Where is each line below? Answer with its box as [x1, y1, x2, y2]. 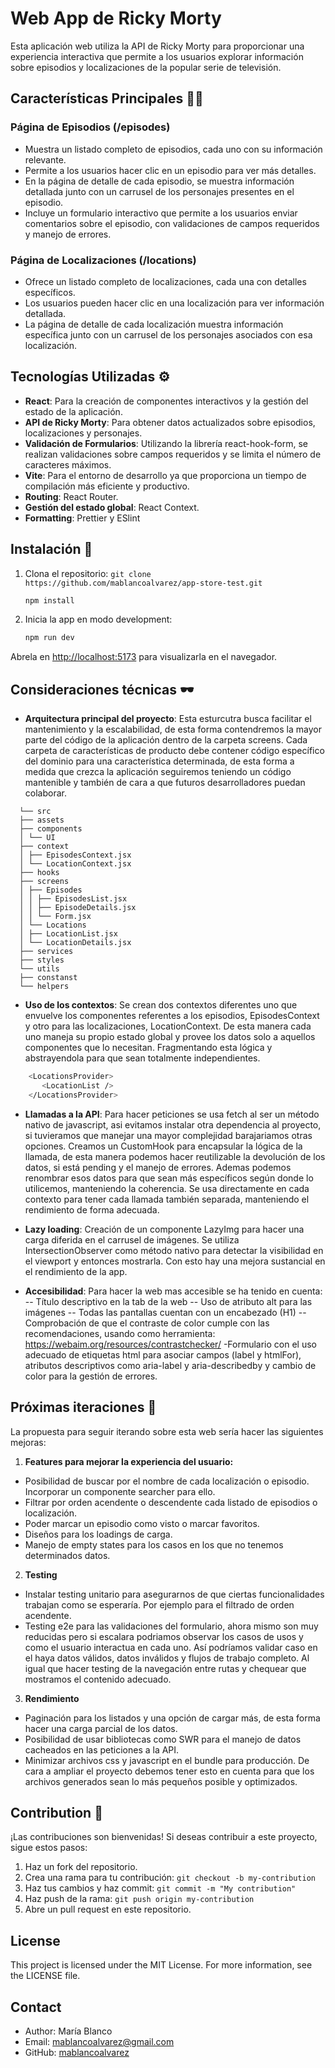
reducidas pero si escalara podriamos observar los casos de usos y [24, 1630, 304, 1642]
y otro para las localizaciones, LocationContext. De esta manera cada [24, 1020, 312, 1032]
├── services [19, 947, 74, 957]
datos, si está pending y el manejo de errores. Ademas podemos [24, 1161, 292, 1173]
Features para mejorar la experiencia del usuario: [24, 1455, 234, 1467]
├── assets [19, 815, 65, 826]
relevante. [24, 153, 67, 166]
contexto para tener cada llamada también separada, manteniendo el [24, 1193, 310, 1205]
